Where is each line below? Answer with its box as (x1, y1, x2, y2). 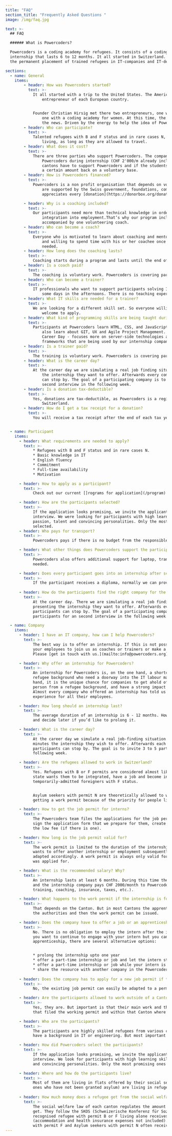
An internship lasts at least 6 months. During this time (32, 877, 159, 883)
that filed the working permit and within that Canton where (32, 1009, 166, 1015)
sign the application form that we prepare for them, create (32, 821, 166, 826)
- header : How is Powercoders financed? (24, 173, 111, 178)
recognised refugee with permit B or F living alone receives (32, 1113, 168, 1119)
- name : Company (10, 623, 45, 628)
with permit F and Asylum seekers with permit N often (32, 1123, 153, 1128)
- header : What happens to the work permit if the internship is (18, 896, 161, 902)
